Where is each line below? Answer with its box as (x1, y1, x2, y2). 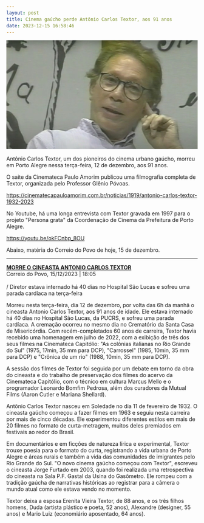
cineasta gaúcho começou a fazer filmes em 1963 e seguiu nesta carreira (6, 409, 190, 416)
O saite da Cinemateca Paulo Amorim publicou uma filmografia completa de (6, 173, 196, 181)
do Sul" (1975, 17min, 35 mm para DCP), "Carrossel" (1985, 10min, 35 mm (6, 347, 189, 354)
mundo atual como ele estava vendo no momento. (6, 485, 132, 493)
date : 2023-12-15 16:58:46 (6, 23, 75, 29)
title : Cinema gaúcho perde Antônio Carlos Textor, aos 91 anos (6, 16, 172, 23)
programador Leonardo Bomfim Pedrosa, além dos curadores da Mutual (6, 384, 186, 392)
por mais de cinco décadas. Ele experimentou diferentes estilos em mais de (6, 415, 195, 423)
